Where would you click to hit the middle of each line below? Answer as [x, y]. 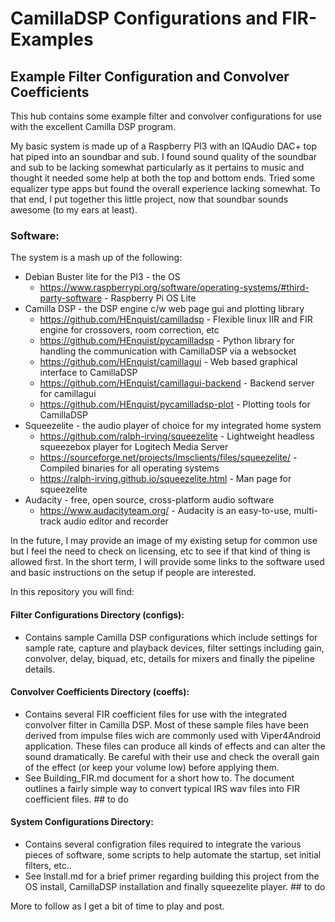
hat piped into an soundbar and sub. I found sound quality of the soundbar [164, 156]
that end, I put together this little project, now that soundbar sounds [149, 199]
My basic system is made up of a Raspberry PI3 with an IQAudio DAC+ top [164, 146]
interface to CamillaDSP [88, 373]
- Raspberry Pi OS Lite [150, 298]
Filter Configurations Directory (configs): [97, 614]
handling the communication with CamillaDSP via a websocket [168, 351]
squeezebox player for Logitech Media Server [134, 447]
